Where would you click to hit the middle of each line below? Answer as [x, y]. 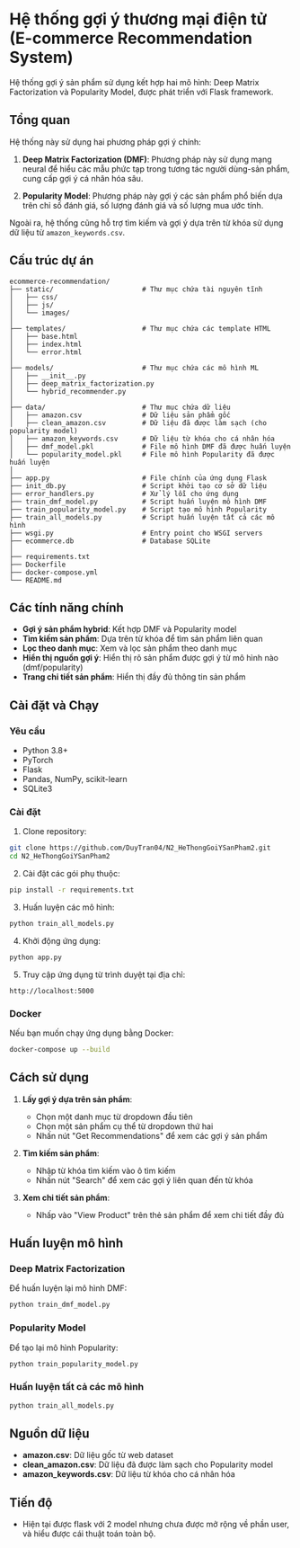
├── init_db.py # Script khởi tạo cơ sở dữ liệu [138, 485]
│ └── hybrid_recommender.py [68, 391]
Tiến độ [31, 1503]
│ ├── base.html [44, 336]
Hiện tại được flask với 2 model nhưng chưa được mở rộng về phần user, [156, 1525]
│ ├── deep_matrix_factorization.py [82, 383]
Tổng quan [40, 120]
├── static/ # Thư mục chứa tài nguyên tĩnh [136, 289]
